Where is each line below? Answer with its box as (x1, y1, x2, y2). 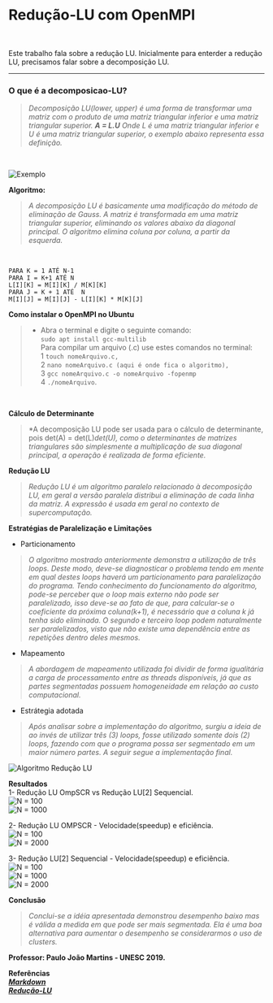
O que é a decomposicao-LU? (8, 85, 128, 96)
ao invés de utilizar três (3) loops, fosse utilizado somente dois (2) (28, 730, 250, 740)
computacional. (28, 690, 81, 700)
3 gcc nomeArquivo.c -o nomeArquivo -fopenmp (40, 368, 197, 379)
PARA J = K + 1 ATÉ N (8, 289, 85, 297)
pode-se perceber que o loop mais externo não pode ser (28, 589, 219, 599)
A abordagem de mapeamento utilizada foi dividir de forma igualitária (28, 664, 264, 674)
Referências (8, 969, 50, 979)
